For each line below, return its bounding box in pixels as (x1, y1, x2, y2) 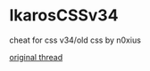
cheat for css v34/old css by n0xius (9, 35, 141, 45)
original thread (9, 51, 63, 62)
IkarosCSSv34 (9, 5, 119, 26)
